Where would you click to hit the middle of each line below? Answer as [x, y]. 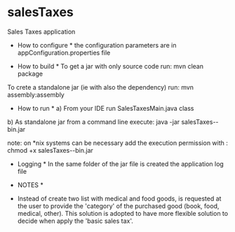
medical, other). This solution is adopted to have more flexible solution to [123, 213]
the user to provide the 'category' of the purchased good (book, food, [118, 206]
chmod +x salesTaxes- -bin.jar [50, 150]
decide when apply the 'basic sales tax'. [75, 221]
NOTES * [31, 185]
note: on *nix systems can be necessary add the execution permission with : [117, 143]
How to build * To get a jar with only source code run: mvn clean [110, 66]
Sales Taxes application [41, 32]
